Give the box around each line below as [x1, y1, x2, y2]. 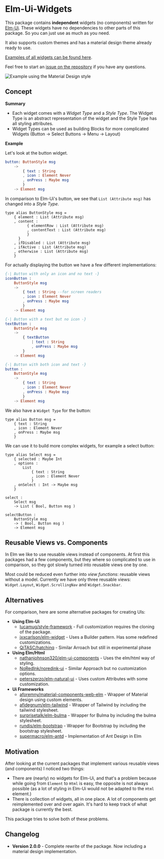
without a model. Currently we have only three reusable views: [5, 576, 131, 582]
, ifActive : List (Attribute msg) [14, 244, 87, 250]
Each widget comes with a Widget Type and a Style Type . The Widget [12, 110, 153, 116]
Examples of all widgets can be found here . [5, 54, 93, 60]
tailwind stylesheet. [19, 707, 59, 713]
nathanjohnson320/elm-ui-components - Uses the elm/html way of [19, 655, 155, 661]
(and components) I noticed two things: [5, 765, 85, 771]
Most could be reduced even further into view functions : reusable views [5, 572, 150, 577]
